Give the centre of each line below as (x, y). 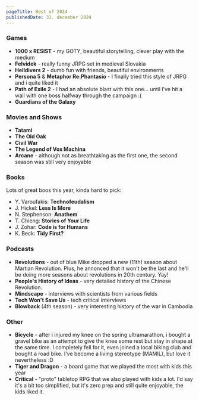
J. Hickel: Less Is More (43, 208)
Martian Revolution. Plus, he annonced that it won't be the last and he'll (102, 268)
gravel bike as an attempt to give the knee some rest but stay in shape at (104, 341)
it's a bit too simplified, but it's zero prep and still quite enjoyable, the (99, 385)
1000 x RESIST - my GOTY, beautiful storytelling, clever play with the (99, 51)
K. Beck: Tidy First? (39, 234)
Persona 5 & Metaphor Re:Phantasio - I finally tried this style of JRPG (101, 76)
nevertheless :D (34, 360)
